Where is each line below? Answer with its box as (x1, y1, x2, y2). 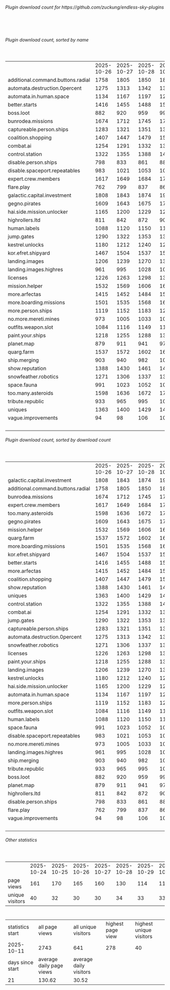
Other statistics (5, 837, 37, 843)
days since (8, 959, 34, 966)
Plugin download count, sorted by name (5, 37, 89, 43)
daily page (38, 962, 63, 969)
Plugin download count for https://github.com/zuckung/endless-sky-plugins (5, 4, 164, 10)
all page (38, 923, 57, 930)
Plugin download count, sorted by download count (5, 437, 111, 443)
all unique (73, 923, 97, 930)
